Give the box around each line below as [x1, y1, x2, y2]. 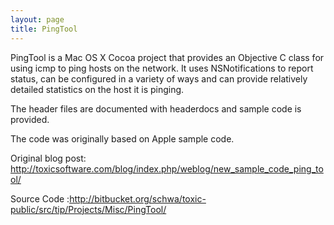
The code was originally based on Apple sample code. [10, 132, 235, 145]
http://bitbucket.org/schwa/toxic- [69, 192, 207, 205]
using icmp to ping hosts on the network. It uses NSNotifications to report [10, 62, 314, 74]
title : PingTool [10, 24, 78, 34]
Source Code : [10, 192, 70, 205]
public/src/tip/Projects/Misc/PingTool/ [10, 203, 167, 215]
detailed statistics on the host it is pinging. [10, 83, 185, 95]
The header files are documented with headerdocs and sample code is [10, 102, 302, 115]
